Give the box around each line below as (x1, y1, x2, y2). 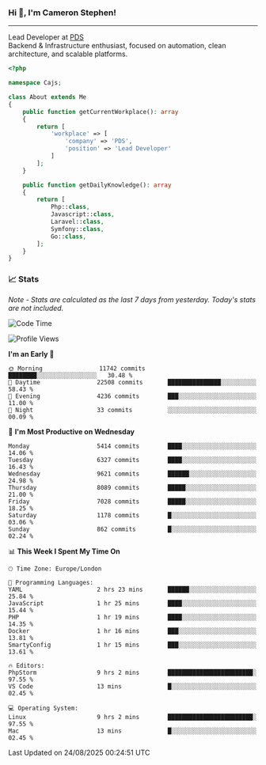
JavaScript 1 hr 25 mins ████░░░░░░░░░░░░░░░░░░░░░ (8, 599, 257, 608)
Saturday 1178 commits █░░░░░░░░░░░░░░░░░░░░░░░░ (8, 511, 257, 519)
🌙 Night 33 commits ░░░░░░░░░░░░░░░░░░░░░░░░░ (8, 406, 257, 414)
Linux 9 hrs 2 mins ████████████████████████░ (8, 713, 257, 721)
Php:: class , (50, 203, 90, 211)
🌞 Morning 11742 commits (8, 364, 146, 373)
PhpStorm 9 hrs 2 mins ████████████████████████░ (8, 668, 257, 676)
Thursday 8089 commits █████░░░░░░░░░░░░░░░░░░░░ (8, 483, 257, 491)
